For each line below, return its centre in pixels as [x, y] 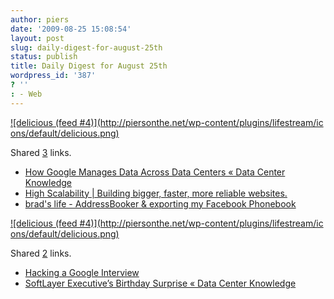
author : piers [40, 19]
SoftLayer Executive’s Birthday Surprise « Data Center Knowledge [160, 283]
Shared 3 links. [41, 152]
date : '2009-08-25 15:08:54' [71, 29]
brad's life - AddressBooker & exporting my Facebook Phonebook [160, 203]
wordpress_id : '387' [53, 76]
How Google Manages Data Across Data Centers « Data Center [155, 172]
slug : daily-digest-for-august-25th [86, 47]
